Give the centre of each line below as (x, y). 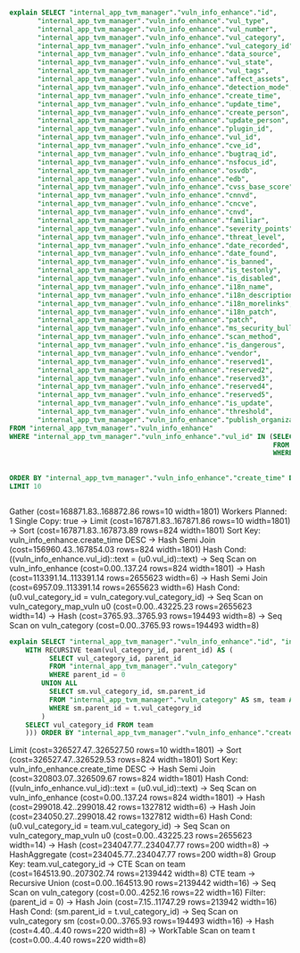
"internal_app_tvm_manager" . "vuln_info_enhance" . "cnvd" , (145, 212)
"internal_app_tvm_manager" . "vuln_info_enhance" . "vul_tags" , (153, 71)
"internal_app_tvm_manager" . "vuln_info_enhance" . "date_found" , (157, 254)
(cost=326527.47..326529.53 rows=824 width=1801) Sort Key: (124, 760)
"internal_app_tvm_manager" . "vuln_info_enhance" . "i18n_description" (167, 295)
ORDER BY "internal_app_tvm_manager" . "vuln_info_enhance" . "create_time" (147, 478)
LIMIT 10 (25, 486)
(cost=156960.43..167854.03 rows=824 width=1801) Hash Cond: (128, 549)
